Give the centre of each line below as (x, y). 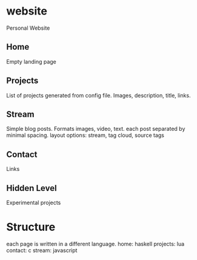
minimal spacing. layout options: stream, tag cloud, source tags (85, 135)
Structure (31, 227)
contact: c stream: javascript (42, 250)
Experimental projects (34, 202)
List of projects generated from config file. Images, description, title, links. (98, 95)
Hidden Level (32, 188)
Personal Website (28, 28)
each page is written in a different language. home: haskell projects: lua (95, 244)
